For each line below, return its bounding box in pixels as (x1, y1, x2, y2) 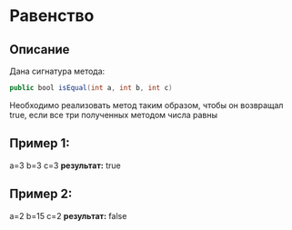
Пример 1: (9, 135, 70, 151)
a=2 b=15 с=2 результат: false (9, 210, 127, 221)
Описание (9, 42, 70, 57)
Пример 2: (9, 186, 73, 202)
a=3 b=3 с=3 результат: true (9, 160, 121, 171)
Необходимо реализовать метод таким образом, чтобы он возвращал (9, 99, 284, 110)
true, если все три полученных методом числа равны (9, 109, 218, 120)
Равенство (9, 5, 95, 26)
